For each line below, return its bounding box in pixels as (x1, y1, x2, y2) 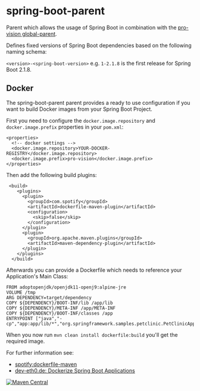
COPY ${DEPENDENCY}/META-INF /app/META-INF (6, 305, 116, 311)
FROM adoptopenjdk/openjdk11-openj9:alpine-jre (6, 284, 127, 290)
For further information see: (6, 349, 74, 356)
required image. (6, 337, 45, 345)
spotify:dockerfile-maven (14, 361, 77, 368)
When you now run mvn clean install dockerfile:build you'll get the (6, 331, 179, 338)
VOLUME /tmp (6, 289, 36, 296)
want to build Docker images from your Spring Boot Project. (6, 105, 153, 113)
